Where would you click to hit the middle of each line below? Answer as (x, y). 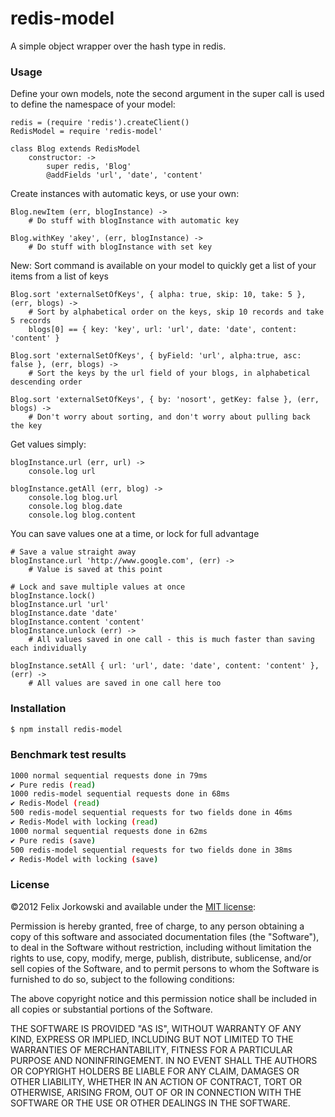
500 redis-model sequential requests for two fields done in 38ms (151, 850)
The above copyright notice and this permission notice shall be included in (163, 998)
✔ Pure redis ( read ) (53, 785)
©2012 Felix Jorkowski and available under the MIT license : (133, 906)
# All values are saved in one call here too (125, 683)
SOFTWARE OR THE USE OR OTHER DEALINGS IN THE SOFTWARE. (150, 1103)
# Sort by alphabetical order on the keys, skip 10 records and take (176, 312)
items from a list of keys (59, 276)
